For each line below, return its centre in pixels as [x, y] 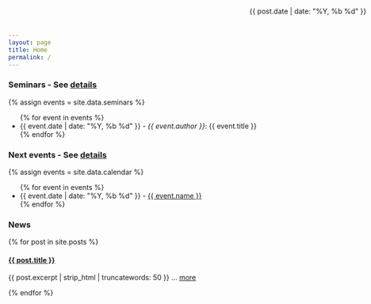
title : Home [28, 50]
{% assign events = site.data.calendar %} [76, 172]
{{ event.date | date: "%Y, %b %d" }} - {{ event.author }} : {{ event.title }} [138, 126]
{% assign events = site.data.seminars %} [76, 102]
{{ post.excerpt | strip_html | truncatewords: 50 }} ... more [102, 278]
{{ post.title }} [32, 260]
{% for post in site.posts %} [54, 242]
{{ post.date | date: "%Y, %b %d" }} [308, 11]
